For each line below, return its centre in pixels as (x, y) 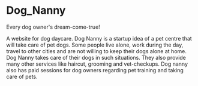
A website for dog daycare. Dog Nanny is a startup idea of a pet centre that (99, 38)
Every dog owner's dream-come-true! (53, 27)
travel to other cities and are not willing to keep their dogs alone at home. (97, 51)
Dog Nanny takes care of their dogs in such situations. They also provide (96, 57)
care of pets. (22, 76)
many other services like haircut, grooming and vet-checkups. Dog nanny (97, 64)
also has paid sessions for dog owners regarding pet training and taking (95, 70)
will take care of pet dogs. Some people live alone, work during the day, (95, 45)
